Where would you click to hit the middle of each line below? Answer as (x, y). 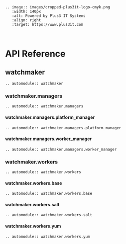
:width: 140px (26, 11)
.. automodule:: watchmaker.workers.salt (49, 215)
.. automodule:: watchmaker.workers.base (49, 194)
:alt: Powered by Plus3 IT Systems (49, 16)
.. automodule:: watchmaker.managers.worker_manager (61, 149)
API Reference (35, 54)
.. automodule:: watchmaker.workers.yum (48, 237)
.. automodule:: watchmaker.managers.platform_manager (63, 128)
